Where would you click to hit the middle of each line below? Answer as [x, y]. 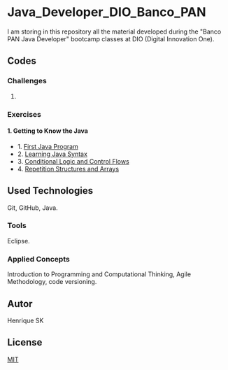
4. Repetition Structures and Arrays [68, 169]
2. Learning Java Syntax [52, 154]
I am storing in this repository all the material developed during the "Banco [114, 31]
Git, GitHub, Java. [33, 208]
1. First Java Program [48, 146]
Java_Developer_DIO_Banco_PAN [107, 12]
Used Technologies [50, 191]
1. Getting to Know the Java [48, 131]
